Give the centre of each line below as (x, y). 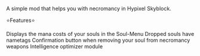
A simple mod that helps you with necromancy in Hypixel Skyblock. (89, 9)
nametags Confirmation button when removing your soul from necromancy (98, 40)
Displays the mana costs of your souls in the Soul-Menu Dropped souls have (100, 34)
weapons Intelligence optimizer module (55, 46)
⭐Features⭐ (21, 20)
